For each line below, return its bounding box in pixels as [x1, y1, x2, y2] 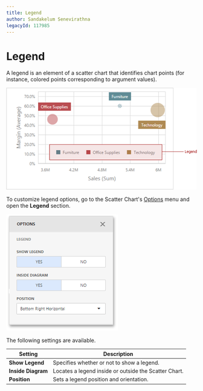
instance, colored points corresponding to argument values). [6, 76, 157, 83]
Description [103, 350, 134, 357]
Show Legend [8, 359, 44, 366]
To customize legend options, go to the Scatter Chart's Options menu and [6, 195, 190, 203]
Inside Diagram [8, 367, 48, 375]
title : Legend [6, 10, 42, 16]
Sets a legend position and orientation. [53, 376, 149, 383]
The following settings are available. [6, 337, 96, 344]
